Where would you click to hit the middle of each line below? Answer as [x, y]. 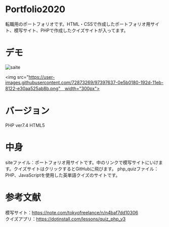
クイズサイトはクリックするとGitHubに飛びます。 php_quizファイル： [86, 169]
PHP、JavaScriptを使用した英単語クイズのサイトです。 [63, 175]
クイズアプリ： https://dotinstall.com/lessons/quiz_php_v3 [66, 219]
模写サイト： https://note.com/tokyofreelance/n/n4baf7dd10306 [72, 212]
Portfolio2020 [35, 9]
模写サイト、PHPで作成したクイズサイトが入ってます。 [71, 30]
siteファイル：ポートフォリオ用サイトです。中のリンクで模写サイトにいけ [82, 162]
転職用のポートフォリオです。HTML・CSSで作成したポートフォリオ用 [78, 24]
